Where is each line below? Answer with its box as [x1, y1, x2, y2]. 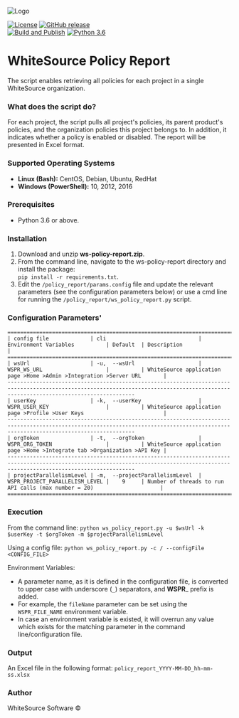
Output [7, 648, 33, 658]
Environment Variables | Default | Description [7, 341, 183, 348]
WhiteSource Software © [7, 704, 81, 712]
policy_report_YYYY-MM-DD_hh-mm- [114, 665, 213, 673]
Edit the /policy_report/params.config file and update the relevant [17, 280, 213, 289]
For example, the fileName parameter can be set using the [17, 599, 188, 608]
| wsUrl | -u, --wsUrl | [7, 360, 202, 368]
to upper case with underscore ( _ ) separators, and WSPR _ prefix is [17, 584, 214, 593]
